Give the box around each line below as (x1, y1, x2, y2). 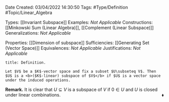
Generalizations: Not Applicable (5, 30, 71, 36)
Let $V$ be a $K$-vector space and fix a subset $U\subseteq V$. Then (5, 69, 156, 74)
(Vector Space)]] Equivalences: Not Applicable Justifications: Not (5, 45, 141, 51)
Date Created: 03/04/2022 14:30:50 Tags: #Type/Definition (5, 5, 128, 10)
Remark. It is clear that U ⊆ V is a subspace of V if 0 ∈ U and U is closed (5, 86, 158, 92)
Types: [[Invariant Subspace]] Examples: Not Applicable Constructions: (5, 20, 153, 25)
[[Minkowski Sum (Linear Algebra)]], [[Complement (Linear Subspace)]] (5, 25, 154, 31)
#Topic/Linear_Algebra (5, 10, 53, 16)
